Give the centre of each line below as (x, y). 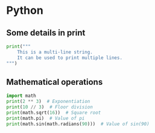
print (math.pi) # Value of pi (46, 118)
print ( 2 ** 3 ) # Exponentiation (48, 102)
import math (21, 96)
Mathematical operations (55, 82)
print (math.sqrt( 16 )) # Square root (54, 113)
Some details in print (46, 33)
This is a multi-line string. (55, 52)
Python (25, 11)
